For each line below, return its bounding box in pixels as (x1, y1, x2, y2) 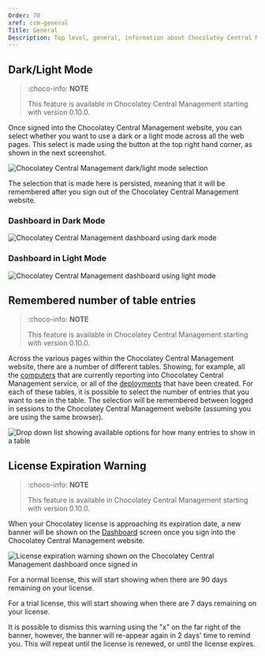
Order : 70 (8, 11, 41, 20)
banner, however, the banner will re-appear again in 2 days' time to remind (8, 631, 251, 640)
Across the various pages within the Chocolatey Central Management (8, 353, 234, 364)
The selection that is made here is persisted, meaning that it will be (8, 179, 226, 188)
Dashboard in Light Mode (8, 253, 107, 264)
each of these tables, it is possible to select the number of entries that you (8, 387, 250, 397)
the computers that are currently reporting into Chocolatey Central (8, 371, 224, 380)
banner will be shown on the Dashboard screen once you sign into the (8, 527, 236, 537)
